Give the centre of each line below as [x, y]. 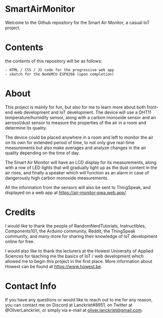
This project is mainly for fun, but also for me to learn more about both [75, 107]
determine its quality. [26, 127]
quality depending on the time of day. [43, 153]
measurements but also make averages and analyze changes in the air [76, 148]
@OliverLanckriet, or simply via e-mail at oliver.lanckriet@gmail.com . [74, 310]
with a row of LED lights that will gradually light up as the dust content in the [81, 168]
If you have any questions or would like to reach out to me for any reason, [79, 299]
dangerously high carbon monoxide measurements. [57, 178]
